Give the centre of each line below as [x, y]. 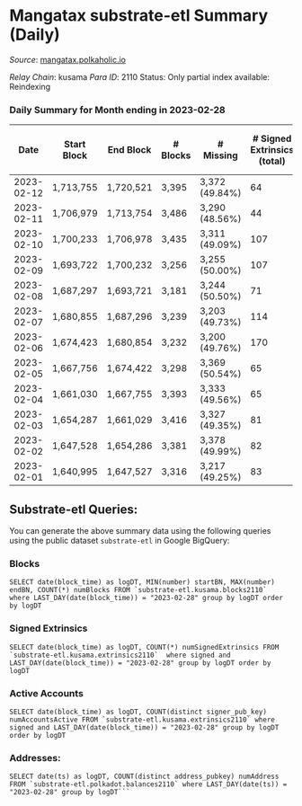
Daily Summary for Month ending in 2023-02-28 [118, 110]
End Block [129, 150]
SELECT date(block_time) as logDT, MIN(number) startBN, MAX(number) [142, 582]
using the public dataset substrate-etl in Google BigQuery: [120, 541]
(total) [272, 161]
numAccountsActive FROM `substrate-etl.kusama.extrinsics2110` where [142, 720]
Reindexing [30, 86]
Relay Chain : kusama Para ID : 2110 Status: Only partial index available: [139, 76]
